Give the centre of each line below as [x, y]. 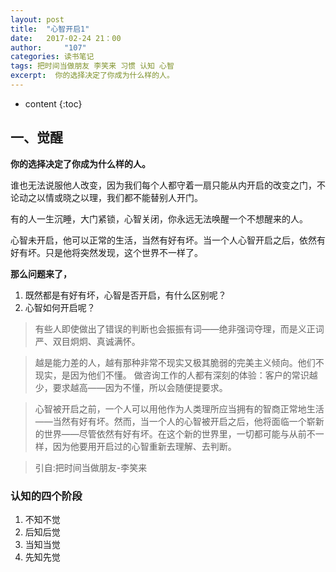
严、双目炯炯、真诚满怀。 [87, 341]
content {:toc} [53, 103]
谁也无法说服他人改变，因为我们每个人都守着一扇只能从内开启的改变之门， [163, 185]
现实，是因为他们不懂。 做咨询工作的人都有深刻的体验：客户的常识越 [176, 375]
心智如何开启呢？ [60, 307]
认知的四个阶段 [46, 496]
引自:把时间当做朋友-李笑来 [91, 467]
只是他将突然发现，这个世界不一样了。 [123, 252]
